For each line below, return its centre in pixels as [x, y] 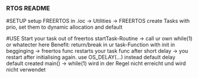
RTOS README [28, 8]
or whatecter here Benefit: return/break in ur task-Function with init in [91, 45]
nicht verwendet [26, 70]
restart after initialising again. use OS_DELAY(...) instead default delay [91, 57]
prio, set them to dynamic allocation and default [64, 27]
